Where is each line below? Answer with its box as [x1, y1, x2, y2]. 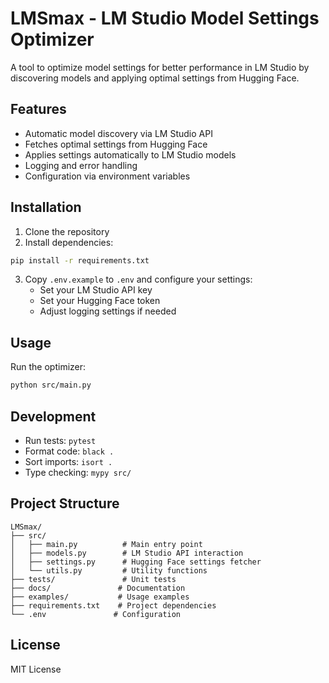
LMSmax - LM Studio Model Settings [10, 7, 320, 30]
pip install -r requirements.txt [10, 255, 150, 266]
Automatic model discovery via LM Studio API [24, 127, 213, 139]
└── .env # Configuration [10, 609, 182, 619]
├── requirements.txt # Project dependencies [10, 600, 217, 611]
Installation [10, 199, 82, 216]
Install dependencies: [24, 236, 114, 248]
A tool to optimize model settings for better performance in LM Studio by [10, 61, 310, 73]
